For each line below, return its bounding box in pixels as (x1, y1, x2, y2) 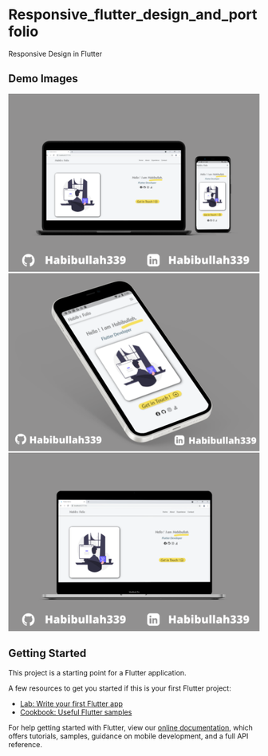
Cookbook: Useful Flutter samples (19, 707, 132, 717)
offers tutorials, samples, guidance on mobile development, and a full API (8, 731, 249, 741)
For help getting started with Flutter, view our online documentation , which (8, 723, 254, 732)
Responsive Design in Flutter (8, 49, 102, 58)
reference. (8, 739, 42, 749)
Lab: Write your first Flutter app (19, 699, 124, 708)
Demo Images (8, 72, 78, 85)
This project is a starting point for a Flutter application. (8, 667, 187, 677)
